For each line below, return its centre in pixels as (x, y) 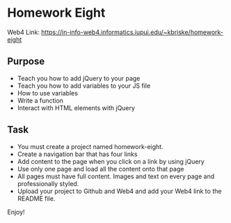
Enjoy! (16, 212)
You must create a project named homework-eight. (90, 146)
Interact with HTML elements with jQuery (76, 108)
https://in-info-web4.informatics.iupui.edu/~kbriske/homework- (133, 32)
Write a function (40, 100)
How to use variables (48, 93)
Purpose (26, 62)
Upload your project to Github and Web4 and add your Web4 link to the (119, 191)
